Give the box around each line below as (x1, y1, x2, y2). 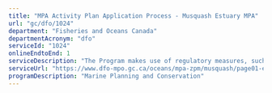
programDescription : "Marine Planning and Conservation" (8, 72, 205, 80)
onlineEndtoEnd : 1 (8, 49, 70, 57)
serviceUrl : (8, 65, 49, 73)
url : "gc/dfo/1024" (8, 19, 74, 27)
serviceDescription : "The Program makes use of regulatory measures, (8, 57, 249, 66)
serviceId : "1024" (8, 42, 70, 50)
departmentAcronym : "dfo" (8, 34, 96, 43)
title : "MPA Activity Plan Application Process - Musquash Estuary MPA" (8, 11, 259, 20)
